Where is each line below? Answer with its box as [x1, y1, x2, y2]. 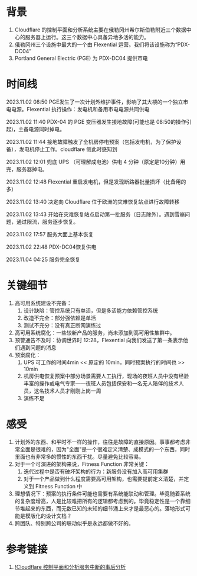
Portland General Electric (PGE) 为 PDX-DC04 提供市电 [14, 54, 149, 62]
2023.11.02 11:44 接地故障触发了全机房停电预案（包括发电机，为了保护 [6, 138, 176, 145]
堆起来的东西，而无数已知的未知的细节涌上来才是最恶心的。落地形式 [19, 504, 186, 512]
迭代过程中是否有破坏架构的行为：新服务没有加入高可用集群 [23, 468, 169, 475]
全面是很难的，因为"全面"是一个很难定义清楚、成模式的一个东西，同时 [19, 445, 191, 453]
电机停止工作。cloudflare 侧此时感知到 [24, 146, 118, 153]
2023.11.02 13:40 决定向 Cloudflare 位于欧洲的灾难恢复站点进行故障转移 [6, 198, 180, 205]
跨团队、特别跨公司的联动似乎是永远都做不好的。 [14, 519, 134, 527]
